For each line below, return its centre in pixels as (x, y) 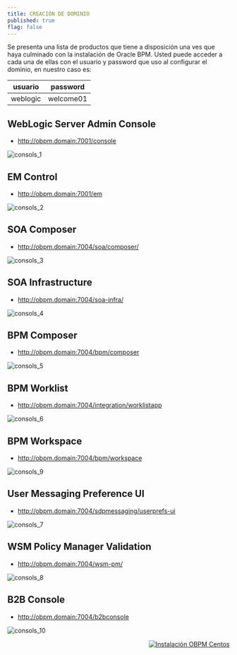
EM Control (32, 177)
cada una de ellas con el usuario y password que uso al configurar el (107, 62)
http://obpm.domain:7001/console (67, 141)
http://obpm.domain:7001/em (60, 194)
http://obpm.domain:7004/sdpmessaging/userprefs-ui (96, 511)
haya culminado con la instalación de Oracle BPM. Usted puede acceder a (115, 54)
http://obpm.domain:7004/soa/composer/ (78, 246)
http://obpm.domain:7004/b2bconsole (73, 617)
